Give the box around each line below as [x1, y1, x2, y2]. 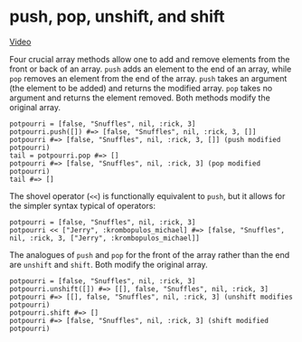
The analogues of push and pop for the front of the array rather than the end [9, 249, 290, 260]
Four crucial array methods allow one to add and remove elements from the [9, 53, 290, 64]
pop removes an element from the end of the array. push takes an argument [9, 72, 288, 83]
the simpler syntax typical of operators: [9, 200, 156, 211]
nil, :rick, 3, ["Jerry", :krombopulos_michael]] [9, 233, 201, 242]
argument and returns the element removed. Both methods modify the [9, 92, 271, 103]
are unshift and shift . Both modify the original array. [9, 259, 208, 270]
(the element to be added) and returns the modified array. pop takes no [9, 82, 273, 93]
